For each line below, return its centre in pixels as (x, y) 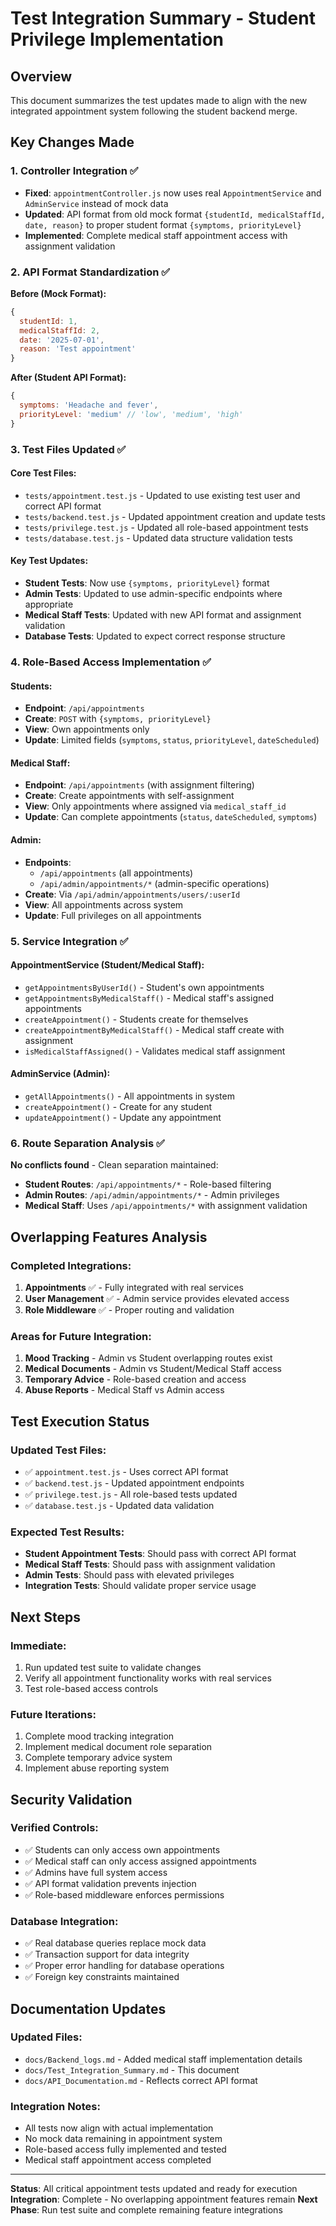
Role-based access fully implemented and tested (125, 2149)
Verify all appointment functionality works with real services (148, 1678)
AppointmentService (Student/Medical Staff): (107, 965)
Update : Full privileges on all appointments (113, 915)
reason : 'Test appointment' (78, 349)
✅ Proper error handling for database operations (124, 1966)
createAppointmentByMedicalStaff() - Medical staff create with (154, 1029)
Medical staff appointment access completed (118, 2160)
